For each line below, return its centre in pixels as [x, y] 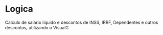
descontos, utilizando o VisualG [37, 27]
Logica [19, 9]
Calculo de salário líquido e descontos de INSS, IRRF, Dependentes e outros [81, 22]
